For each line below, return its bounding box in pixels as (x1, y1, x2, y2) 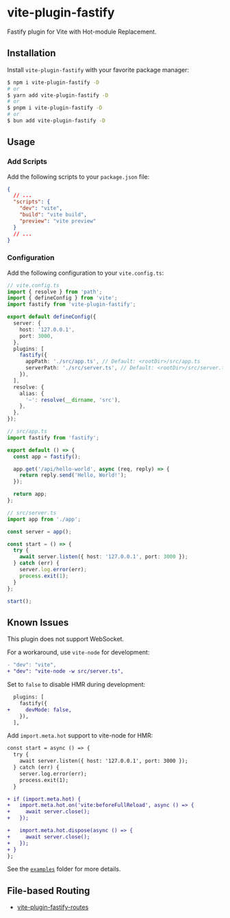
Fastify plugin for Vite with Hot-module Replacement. (7, 27, 157, 36)
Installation (7, 47, 56, 59)
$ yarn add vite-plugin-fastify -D (7, 91, 109, 99)
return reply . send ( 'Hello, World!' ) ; (19, 472, 127, 479)
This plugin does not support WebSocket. (7, 635, 125, 643)
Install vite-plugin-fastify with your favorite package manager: (7, 65, 190, 73)
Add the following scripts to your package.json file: (7, 172, 150, 181)
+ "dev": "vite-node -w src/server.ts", (7, 668, 125, 675)
